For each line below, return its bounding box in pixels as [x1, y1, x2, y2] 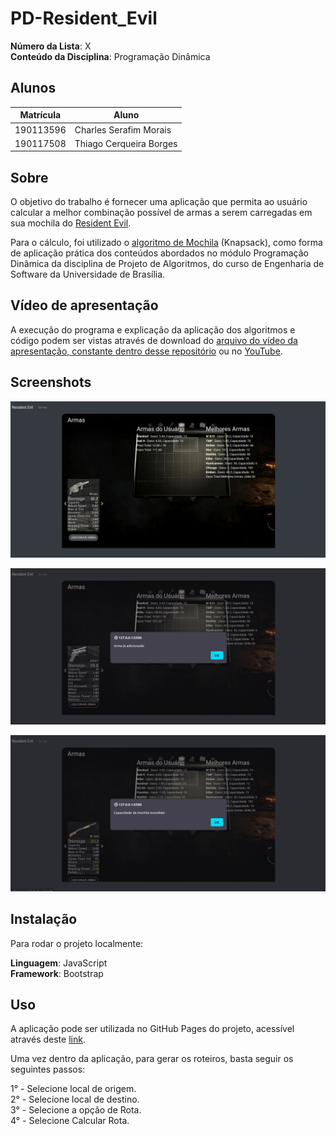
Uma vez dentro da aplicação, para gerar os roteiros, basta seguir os [10, 1053, 294, 1065]
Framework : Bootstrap [10, 967, 104, 979]
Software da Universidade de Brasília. [10, 268, 166, 281]
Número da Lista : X [10, 40, 92, 52]
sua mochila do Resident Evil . [10, 217, 132, 229]
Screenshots [10, 374, 92, 391]
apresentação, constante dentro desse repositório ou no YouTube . [10, 345, 283, 357]
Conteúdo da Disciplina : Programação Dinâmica [10, 50, 211, 62]
